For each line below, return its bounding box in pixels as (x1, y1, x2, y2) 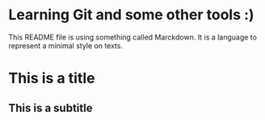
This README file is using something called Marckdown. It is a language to (8, 32, 257, 42)
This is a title (8, 69, 95, 88)
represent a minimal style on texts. (8, 40, 124, 50)
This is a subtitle (8, 101, 93, 114)
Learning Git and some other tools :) (8, 6, 254, 24)
